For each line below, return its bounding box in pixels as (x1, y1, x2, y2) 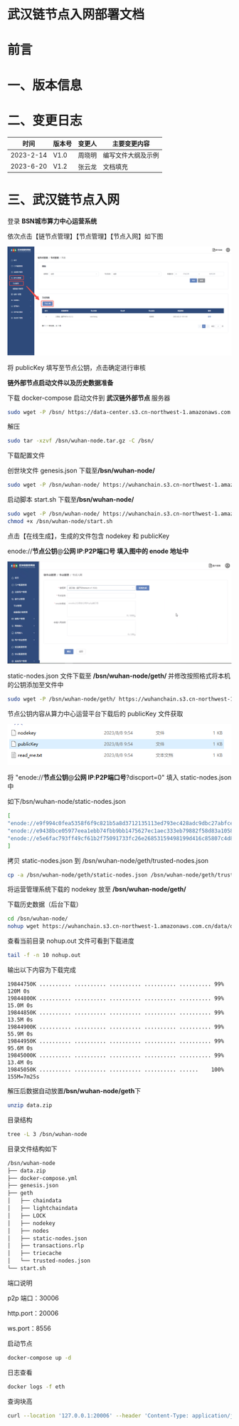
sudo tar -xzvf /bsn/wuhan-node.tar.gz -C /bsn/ (7, 438, 154, 445)
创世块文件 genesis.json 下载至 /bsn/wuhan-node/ (7, 466, 155, 475)
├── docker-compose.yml (7, 1174, 78, 1182)
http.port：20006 (7, 1308, 59, 1317)
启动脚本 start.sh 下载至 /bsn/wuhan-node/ (7, 495, 134, 504)
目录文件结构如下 (7, 1145, 58, 1153)
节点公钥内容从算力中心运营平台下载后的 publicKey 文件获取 (7, 710, 184, 718)
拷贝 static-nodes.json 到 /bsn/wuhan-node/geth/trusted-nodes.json (7, 856, 208, 864)
